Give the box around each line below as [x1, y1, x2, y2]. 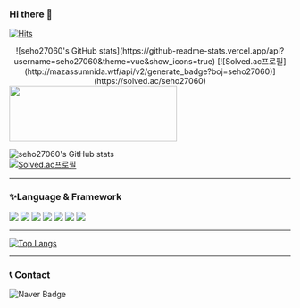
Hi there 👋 [9, 8, 54, 21]
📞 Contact [9, 268, 51, 280]
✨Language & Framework [9, 191, 122, 204]
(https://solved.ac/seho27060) [93, 76, 207, 87]
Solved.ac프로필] [224, 56, 287, 67]
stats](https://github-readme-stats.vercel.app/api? [98, 46, 285, 56]
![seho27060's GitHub [15, 46, 97, 56]
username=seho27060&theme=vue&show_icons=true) [13, 56, 216, 67]
